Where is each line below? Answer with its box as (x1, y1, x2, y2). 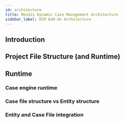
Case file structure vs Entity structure (5, 98, 100, 105)
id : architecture (5, 7, 42, 13)
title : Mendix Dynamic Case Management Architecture (5, 12, 118, 17)
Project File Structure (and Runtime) (5, 52, 120, 61)
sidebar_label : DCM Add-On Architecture (5, 17, 92, 22)
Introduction (5, 35, 45, 44)
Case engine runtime (5, 84, 58, 91)
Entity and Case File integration (5, 111, 84, 118)
